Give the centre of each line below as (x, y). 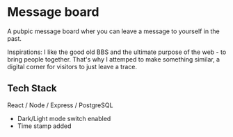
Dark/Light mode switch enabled (64, 118)
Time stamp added (44, 126)
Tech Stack (32, 88)
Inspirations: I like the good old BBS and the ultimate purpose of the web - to (117, 52)
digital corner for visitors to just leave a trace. (72, 66)
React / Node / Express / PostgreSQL (60, 105)
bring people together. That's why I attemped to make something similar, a (114, 59)
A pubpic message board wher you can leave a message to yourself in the (114, 31)
